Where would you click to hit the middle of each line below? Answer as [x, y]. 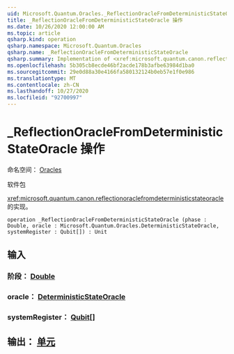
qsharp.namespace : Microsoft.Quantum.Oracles [74, 46]
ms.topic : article [34, 33]
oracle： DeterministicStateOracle [67, 297]
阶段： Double [31, 277]
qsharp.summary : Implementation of [59, 59]
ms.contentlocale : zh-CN [43, 85]
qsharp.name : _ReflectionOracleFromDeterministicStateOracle [98, 53]
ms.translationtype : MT [42, 78]
